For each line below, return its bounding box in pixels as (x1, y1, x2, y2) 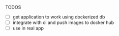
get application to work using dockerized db (12, 14, 105, 19)
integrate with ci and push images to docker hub (12, 19, 114, 25)
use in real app (12, 25, 44, 31)
